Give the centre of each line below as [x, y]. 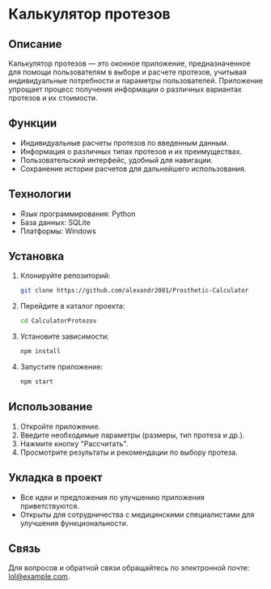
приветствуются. [49, 506]
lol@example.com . [39, 577]
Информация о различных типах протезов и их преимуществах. [131, 152]
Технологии [40, 194]
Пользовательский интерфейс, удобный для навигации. [116, 160]
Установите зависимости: [64, 336]
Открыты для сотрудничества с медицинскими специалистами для [137, 514]
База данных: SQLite [55, 222]
